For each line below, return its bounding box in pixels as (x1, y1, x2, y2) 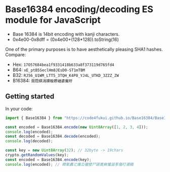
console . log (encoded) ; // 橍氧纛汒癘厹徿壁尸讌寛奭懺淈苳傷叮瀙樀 (5, 162, 134, 167)
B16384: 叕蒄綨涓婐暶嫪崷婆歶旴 (12, 77, 73, 83)
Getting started (5, 92, 55, 101)
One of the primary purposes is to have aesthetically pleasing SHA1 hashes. (5, 46, 163, 52)
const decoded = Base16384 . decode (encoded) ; (5, 134, 101, 139)
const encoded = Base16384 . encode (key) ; (5, 157, 92, 162)
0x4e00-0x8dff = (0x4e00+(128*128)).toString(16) (12, 36, 119, 42)
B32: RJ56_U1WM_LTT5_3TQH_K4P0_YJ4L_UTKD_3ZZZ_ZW (12, 72, 119, 78)
